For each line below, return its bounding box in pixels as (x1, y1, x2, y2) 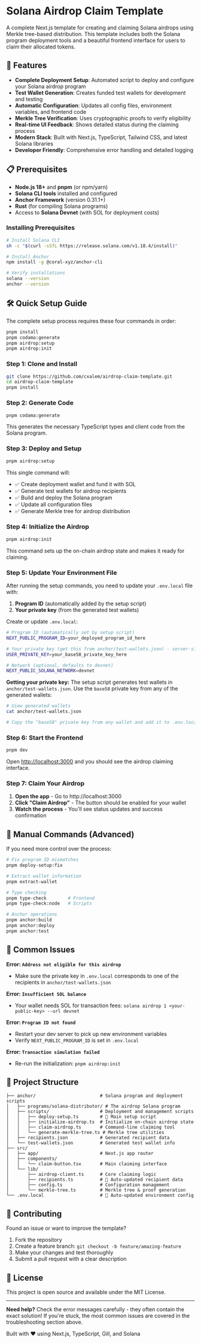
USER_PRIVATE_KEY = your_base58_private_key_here (6, 651, 127, 657)
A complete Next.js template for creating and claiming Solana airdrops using (6, 24, 194, 31)
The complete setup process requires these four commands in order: (6, 317, 176, 325)
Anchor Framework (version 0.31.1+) (14, 196, 106, 203)
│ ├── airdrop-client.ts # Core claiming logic (6, 1172, 157, 1178)
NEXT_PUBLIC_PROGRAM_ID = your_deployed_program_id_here (6, 635, 146, 641)
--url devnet (47, 1008, 80, 1014)
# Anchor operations (6, 911, 58, 917)
